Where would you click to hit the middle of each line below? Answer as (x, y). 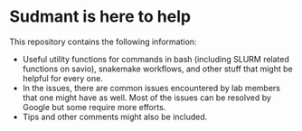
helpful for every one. (63, 78)
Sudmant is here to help (100, 17)
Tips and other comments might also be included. (115, 117)
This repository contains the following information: (103, 42)
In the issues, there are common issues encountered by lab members (151, 88)
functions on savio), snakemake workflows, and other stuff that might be (157, 69)
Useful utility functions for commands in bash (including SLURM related (156, 59)
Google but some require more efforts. (94, 107)
